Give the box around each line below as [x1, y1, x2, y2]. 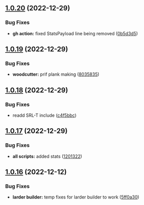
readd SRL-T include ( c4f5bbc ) [12, 112, 77, 118]
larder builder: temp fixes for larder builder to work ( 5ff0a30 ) [12, 194, 139, 200]
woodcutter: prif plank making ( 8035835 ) [12, 71, 99, 77]
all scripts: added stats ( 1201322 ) [12, 153, 82, 159]
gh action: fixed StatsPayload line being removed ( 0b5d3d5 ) [12, 30, 138, 37]
